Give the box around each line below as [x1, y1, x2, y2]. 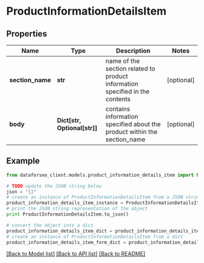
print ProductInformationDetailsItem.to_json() [6, 211, 129, 217]
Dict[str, [56, 116, 81, 124]
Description [116, 47, 151, 55]
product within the [105, 128, 158, 136]
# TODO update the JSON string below [6, 183, 102, 189]
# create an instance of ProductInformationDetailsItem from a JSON [6, 194, 183, 200]
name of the [105, 57, 140, 65]
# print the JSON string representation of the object [6, 206, 148, 212]
